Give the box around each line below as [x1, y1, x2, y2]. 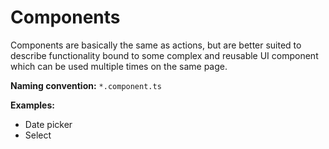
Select [24, 129, 52, 141]
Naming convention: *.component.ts [10, 79, 162, 91]
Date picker [24, 118, 73, 130]
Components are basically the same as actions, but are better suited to [10, 39, 302, 51]
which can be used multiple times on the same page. [10, 60, 228, 72]
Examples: [10, 99, 55, 111]
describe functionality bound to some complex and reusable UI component [10, 49, 319, 61]
